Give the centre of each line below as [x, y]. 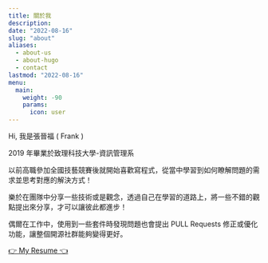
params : [35, 105]
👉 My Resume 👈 [38, 250]
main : [25, 90]
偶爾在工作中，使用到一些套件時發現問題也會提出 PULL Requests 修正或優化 [133, 224]
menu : [17, 82]
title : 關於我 [30, 16]
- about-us [33, 53]
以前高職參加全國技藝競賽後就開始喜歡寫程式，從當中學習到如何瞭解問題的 [130, 170]
